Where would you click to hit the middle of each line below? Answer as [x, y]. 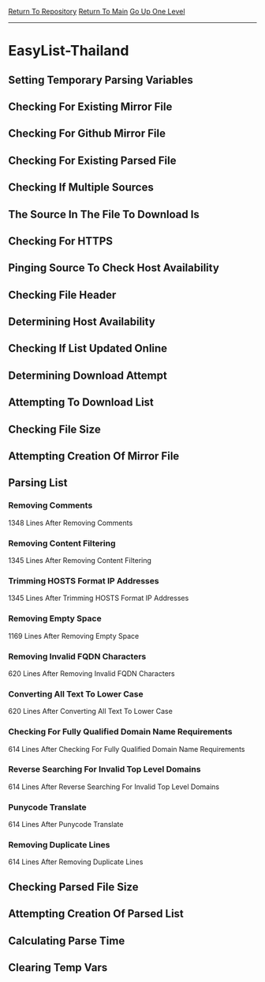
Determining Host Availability [82, 322]
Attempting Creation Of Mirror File [94, 457]
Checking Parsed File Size [73, 887]
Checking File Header [62, 295]
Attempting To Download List [81, 402]
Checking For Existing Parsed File [92, 160]
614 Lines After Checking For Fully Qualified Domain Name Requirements [127, 749]
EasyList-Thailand [69, 51]
